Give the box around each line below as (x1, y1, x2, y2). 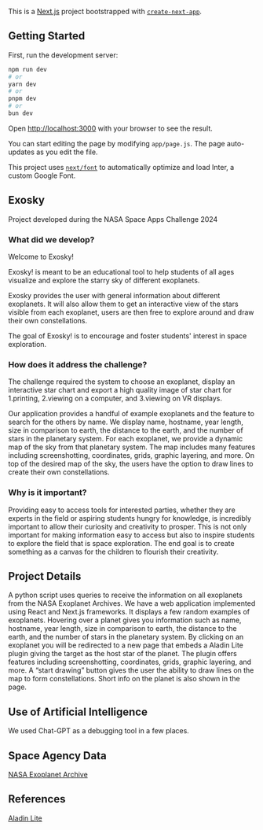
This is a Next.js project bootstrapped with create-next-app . (8, 7, 203, 16)
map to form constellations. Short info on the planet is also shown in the (8, 674, 241, 684)
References (8, 792, 66, 806)
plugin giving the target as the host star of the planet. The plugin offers (8, 649, 237, 658)
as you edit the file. (36, 147, 98, 157)
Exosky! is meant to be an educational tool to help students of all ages (8, 267, 235, 277)
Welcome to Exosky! (8, 252, 75, 262)
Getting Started (8, 29, 86, 42)
